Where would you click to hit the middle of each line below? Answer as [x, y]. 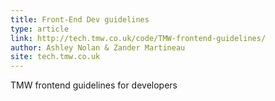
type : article [40, 29]
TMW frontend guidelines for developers [94, 85]
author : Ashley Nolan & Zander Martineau [98, 47]
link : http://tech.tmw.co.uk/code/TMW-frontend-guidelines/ [138, 38]
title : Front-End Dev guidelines [80, 19]
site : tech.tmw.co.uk [55, 57]
